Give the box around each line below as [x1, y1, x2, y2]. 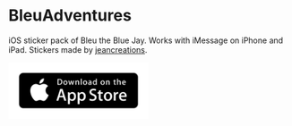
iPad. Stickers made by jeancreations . [8, 44, 148, 55]
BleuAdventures [8, 5, 132, 26]
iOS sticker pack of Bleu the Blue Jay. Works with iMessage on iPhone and [8, 35, 284, 46]
